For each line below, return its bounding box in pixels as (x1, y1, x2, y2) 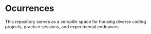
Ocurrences (5, 3, 55, 14)
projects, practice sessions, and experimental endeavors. (5, 23, 120, 29)
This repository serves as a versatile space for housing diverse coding (5, 19, 146, 24)
